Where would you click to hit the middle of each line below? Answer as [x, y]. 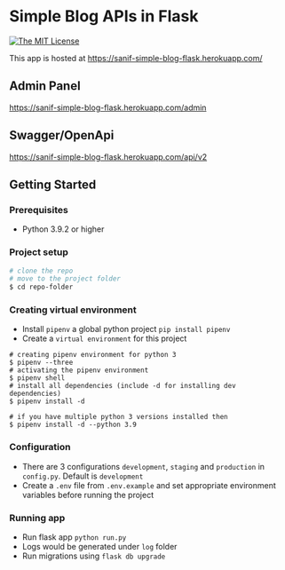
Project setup [39, 252]
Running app [37, 518]
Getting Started [53, 184]
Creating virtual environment [73, 310]
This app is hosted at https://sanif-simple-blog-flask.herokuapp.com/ [136, 58]
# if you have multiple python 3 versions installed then [119, 417]
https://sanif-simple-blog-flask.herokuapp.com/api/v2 [108, 156]
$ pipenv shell [37, 378]
